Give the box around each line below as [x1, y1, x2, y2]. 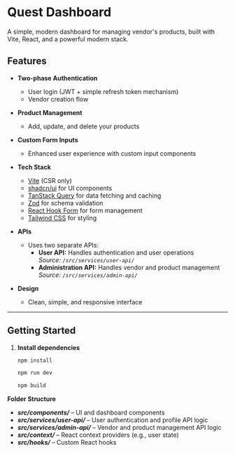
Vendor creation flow [27, 95, 89, 103]
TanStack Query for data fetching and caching [27, 191, 162, 200]
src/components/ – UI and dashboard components [17, 408, 166, 417]
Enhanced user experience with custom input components [27, 149, 197, 158]
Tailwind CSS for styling [27, 213, 97, 222]
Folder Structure [7, 395, 56, 403]
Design [17, 284, 39, 292]
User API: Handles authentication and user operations [38, 248, 194, 257]
